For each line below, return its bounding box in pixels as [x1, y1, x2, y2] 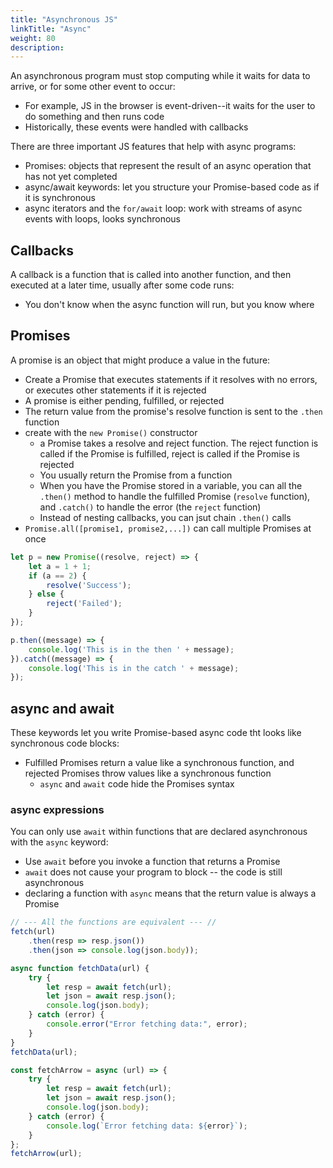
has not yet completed [24, 171, 118, 183]
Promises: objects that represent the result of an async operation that [24, 160, 312, 172]
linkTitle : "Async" [10, 24, 92, 34]
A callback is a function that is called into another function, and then [10, 269, 292, 281]
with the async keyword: [10, 836, 109, 848]
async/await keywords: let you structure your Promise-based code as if [24, 181, 320, 193]
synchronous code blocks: [10, 737, 120, 750]
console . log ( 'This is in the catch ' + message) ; [28, 663, 240, 673]
